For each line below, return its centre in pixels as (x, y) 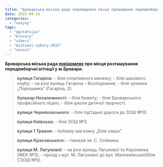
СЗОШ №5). (29, 160)
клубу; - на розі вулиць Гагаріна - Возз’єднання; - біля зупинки (82, 83)
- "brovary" (22, 37)
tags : (10, 28)
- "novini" (20, 50)
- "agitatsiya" (25, 32)
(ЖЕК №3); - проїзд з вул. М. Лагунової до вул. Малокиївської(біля (86, 154)
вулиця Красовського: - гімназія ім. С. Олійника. (68, 140)
